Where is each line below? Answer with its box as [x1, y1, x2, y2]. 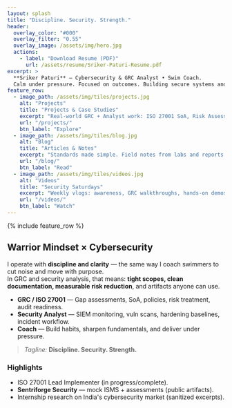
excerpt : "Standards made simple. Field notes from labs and [19, 151, 199, 159]
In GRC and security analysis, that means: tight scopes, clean [7, 274, 184, 283]
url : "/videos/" [19, 196, 67, 204]
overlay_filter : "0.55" [13, 36, 81, 43]
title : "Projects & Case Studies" [19, 106, 119, 113]
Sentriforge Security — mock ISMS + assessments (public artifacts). [17, 385, 214, 394]
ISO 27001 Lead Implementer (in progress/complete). [17, 378, 168, 387]
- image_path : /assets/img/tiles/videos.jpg [13, 171, 144, 177]
